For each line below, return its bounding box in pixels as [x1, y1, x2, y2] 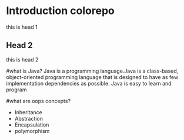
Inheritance [14, 108, 43, 115]
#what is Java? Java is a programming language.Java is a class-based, [6, 67, 179, 74]
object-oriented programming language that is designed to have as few [6, 73, 179, 80]
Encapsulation [14, 121, 49, 128]
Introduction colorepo [6, 4, 115, 18]
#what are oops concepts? [6, 97, 71, 104]
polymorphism [14, 127, 50, 134]
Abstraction [14, 115, 43, 122]
